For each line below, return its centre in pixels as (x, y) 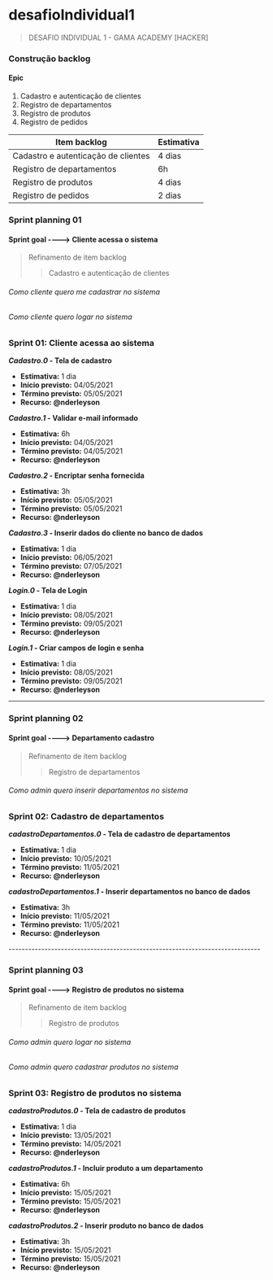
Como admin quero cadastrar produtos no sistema (93, 1067)
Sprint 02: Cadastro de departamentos (87, 816)
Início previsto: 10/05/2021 (66, 858)
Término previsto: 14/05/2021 (71, 1144)
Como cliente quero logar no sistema (70, 317)
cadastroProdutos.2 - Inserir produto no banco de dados (106, 1225)
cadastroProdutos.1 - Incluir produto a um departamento (106, 1169)
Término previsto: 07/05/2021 (71, 566)
